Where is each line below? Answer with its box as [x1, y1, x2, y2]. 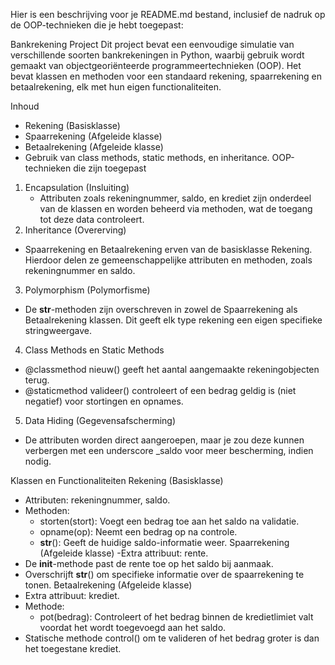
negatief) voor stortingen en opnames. [24, 395, 184, 407]
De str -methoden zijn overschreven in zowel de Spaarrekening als [24, 304, 298, 315]
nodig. [24, 455, 52, 467]
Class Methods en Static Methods [24, 344, 165, 356]
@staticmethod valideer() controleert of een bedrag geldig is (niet [24, 385, 297, 396]
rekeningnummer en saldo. [24, 265, 136, 276]
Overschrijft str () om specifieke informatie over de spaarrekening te [24, 569, 305, 580]
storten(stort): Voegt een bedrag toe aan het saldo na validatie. [39, 515, 300, 527]
